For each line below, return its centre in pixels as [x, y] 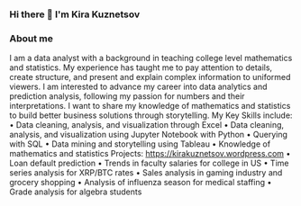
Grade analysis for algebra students [76, 192]
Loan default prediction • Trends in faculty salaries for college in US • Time [149, 163]
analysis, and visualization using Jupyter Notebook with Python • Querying [149, 135]
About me [32, 38]
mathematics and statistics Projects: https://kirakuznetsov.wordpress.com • [150, 154]
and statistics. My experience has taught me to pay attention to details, [141, 67]
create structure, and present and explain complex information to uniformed [150, 77]
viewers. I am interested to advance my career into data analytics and [138, 87]
